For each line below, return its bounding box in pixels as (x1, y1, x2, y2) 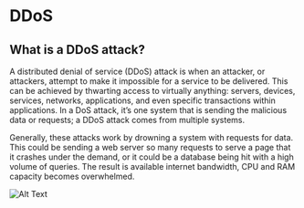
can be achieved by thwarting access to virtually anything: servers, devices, (9, 86, 296, 96)
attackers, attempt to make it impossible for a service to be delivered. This (9, 76, 288, 87)
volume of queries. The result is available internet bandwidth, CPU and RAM (9, 161, 296, 172)
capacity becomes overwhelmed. (9, 171, 135, 182)
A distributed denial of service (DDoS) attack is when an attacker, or (9, 66, 266, 77)
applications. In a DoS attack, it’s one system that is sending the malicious (9, 105, 288, 115)
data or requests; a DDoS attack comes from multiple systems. (9, 115, 246, 125)
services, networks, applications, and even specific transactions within (9, 95, 277, 106)
